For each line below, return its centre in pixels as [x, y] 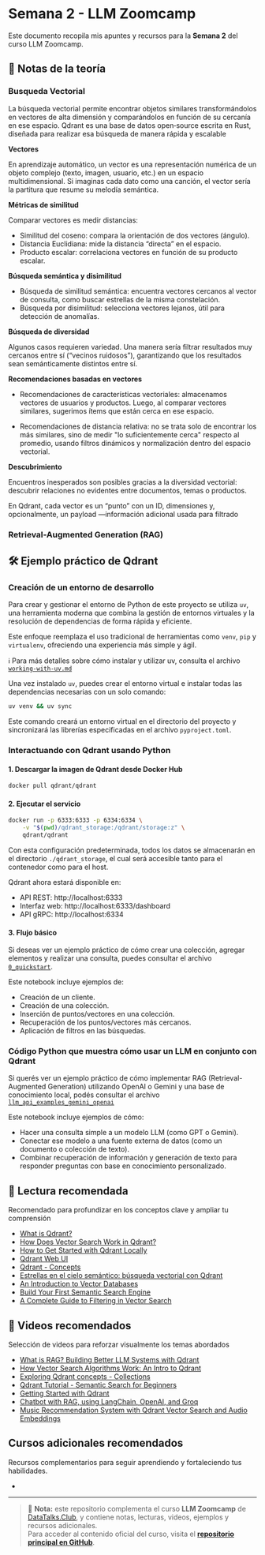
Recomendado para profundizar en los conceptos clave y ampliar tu [118, 1210]
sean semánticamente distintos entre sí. [73, 363]
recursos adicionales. [62, 1525]
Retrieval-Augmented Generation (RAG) [86, 534]
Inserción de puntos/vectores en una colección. [97, 1014]
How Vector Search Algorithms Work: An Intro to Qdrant [110, 1368]
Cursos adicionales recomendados [96, 1443]
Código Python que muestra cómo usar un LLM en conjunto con [132, 1051]
